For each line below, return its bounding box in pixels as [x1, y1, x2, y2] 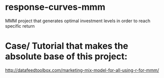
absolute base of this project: [5, 51, 128, 62]
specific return [5, 23, 35, 29]
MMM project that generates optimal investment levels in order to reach [5, 18, 151, 24]
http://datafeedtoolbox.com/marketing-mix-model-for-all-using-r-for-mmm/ [5, 67, 159, 73]
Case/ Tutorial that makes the [5, 40, 129, 52]
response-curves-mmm [5, 1, 105, 13]
